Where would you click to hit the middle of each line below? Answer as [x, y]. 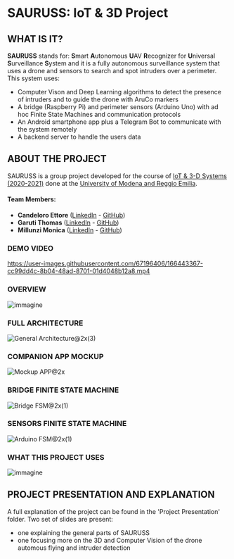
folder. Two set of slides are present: [60, 519]
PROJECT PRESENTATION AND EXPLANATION [111, 495]
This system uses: [33, 78]
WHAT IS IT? [35, 39]
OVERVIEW [27, 289]
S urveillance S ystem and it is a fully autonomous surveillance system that [113, 63]
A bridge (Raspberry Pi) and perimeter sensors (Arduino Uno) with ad [118, 107]
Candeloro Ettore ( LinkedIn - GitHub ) [71, 215]
